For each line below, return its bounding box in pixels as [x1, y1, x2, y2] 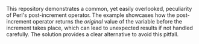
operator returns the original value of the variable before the [33, 18, 183, 25]
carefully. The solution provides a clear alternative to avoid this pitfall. [6, 31, 179, 38]
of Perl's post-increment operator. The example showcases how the [6, 11, 175, 19]
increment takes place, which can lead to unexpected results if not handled [6, 24, 193, 31]
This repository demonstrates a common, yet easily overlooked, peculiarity [6, 5, 192, 12]
